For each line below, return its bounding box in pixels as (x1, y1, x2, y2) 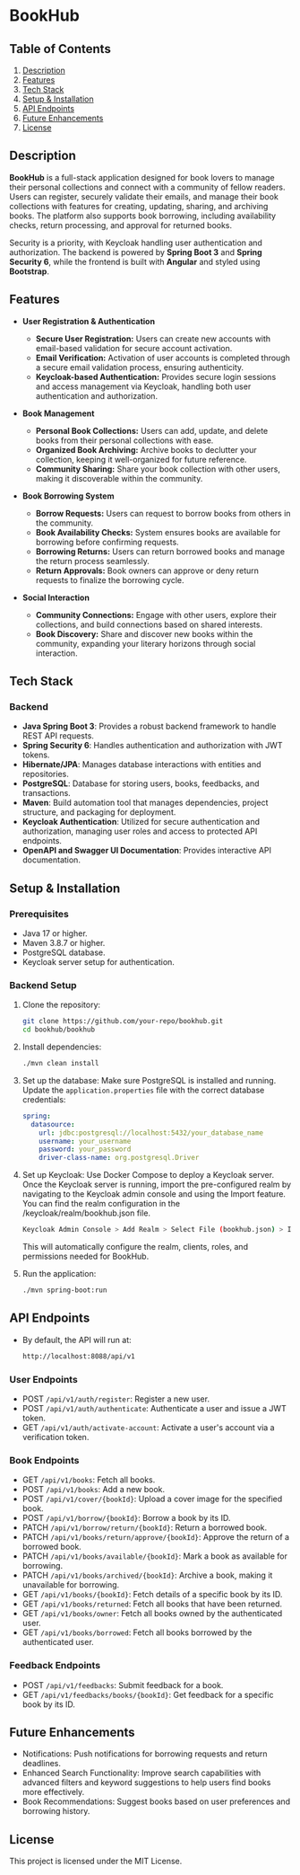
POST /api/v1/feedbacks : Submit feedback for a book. (21, 1679, 224, 1690)
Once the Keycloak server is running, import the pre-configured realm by (21, 1179, 292, 1190)
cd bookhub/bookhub (21, 1025, 96, 1034)
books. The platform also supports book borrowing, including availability (9, 210, 276, 221)
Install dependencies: (21, 1041, 102, 1052)
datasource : (30, 1119, 75, 1128)
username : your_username (39, 1136, 132, 1145)
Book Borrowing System (21, 491, 115, 501)
